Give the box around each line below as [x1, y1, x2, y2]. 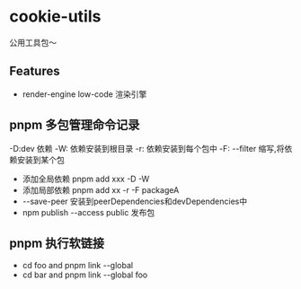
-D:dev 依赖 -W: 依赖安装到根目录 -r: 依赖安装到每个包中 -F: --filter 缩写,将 [9, 143, 285, 153]
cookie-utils [9, 6, 102, 27]
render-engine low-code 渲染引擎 [22, 88, 147, 100]
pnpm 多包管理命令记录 [9, 118, 140, 133]
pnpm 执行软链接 [9, 235, 105, 250]
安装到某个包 [16, 154, 65, 165]
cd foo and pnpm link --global [22, 260, 133, 271]
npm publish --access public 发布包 [22, 206, 155, 217]
